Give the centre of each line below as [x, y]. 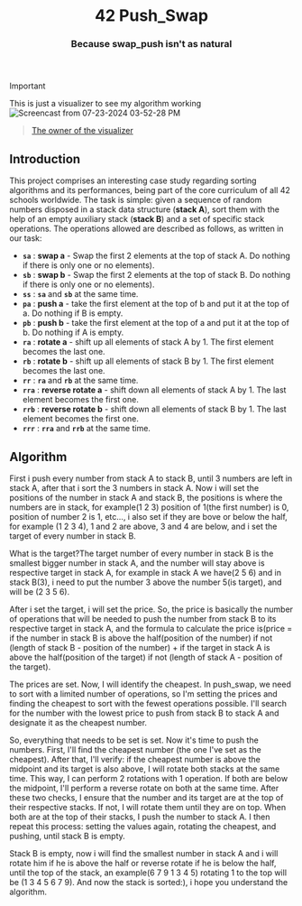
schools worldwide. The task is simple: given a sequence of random [136, 200]
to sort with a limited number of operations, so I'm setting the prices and [143, 694]
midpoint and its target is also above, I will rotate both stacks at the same [145, 769]
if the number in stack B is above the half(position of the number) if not [141, 638]
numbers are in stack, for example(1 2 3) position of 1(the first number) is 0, [149, 507]
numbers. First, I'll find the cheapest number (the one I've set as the [135, 750]
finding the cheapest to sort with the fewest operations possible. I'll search [148, 704]
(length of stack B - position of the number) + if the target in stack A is [140, 648]
